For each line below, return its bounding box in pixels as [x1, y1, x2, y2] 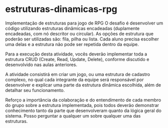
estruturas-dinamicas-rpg [5, 3, 117, 15]
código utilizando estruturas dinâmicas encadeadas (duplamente [5, 25, 140, 31]
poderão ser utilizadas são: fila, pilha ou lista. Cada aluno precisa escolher [5, 36, 159, 42]
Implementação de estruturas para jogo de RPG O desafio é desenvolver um [5, 20, 163, 26]
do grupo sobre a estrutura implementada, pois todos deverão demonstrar [5, 102, 159, 108]
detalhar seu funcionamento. [5, 87, 65, 93]
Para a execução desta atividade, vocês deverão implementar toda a [5, 51, 147, 57]
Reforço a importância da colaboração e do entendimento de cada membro [5, 96, 161, 103]
